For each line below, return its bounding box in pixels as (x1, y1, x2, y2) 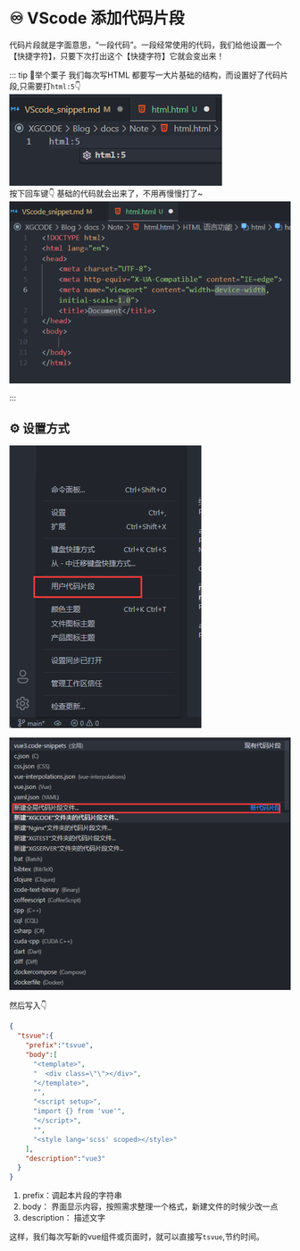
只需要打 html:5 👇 (19, 80, 82, 91)
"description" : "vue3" (25, 1154, 105, 1163)
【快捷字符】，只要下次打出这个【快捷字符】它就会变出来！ (9, 50, 225, 61)
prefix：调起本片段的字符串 (21, 1190, 122, 1201)
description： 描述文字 (21, 1213, 105, 1223)
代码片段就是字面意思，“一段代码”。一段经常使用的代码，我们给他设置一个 (9, 39, 283, 50)
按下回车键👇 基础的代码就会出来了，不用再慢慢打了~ (9, 188, 204, 198)
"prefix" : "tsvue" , (25, 1041, 94, 1050)
